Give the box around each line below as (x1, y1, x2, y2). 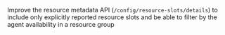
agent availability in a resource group (7, 21, 115, 28)
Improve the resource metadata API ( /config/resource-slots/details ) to (7, 6, 218, 14)
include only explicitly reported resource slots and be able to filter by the (7, 13, 218, 21)
